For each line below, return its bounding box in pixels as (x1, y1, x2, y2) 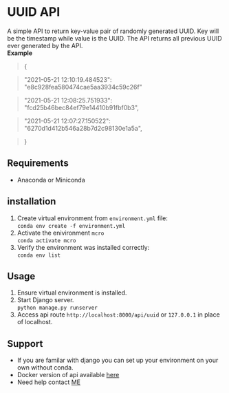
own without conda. (17, 363, 74, 372)
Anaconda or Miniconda (17, 176, 86, 184)
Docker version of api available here (17, 371, 120, 379)
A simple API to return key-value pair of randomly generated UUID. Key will (7, 27, 219, 35)
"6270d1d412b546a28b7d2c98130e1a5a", (23, 124, 142, 132)
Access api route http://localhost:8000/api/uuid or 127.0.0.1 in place (17, 310, 220, 319)
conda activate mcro (17, 237, 76, 244)
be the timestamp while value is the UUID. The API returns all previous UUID (7, 34, 222, 42)
